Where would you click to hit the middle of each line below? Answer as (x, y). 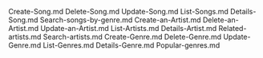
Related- (233, 28)
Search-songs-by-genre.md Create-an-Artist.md (121, 20)
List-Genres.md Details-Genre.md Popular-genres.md (131, 45)
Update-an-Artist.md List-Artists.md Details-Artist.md (128, 28)
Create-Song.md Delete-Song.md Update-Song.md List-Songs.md (118, 12)
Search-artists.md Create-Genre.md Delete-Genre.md (132, 37)
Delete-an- (221, 20)
